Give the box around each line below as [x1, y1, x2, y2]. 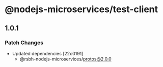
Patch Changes [5, 39, 44, 46]
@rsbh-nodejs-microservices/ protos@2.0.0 [19, 56, 112, 62]
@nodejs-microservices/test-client [5, 4, 158, 15]
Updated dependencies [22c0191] [12, 50, 84, 56]
